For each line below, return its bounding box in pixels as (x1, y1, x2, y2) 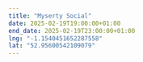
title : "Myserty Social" (8, 11, 92, 20)
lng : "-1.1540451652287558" (8, 34, 103, 43)
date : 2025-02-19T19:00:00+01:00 (8, 19, 121, 27)
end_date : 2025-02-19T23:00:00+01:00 (8, 27, 136, 35)
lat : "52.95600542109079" (8, 42, 95, 50)
